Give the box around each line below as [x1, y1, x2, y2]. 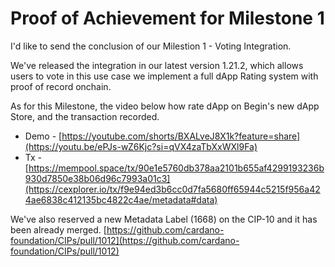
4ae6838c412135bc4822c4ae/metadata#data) [24, 193, 218, 206]
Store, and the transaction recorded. [10, 110, 160, 122]
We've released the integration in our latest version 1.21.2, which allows [10, 59, 304, 71]
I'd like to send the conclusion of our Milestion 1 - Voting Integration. [10, 40, 292, 52]
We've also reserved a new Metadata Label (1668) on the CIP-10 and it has [10, 213, 318, 225]
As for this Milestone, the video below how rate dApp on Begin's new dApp [10, 100, 320, 112]
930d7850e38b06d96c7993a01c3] [24, 172, 171, 184]
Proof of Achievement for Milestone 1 [10, 7, 325, 30]
